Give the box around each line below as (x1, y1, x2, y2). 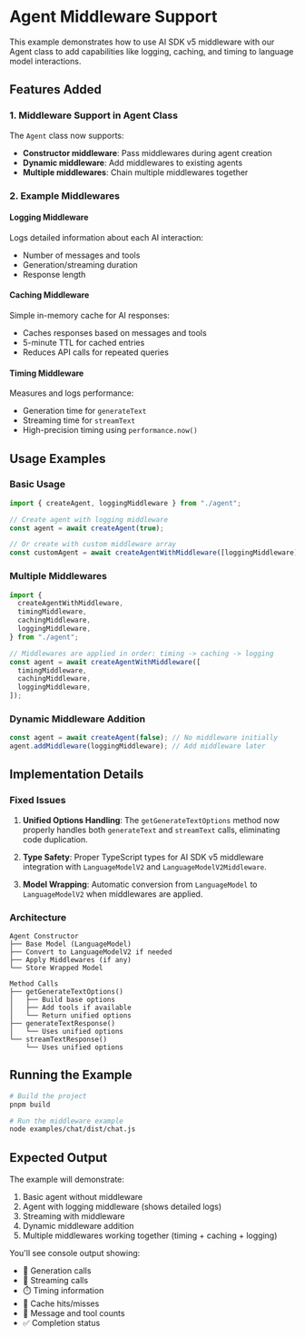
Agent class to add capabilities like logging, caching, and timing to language (9, 45, 294, 56)
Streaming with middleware (22, 1211, 125, 1222)
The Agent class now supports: (9, 130, 124, 141)
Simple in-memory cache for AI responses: (9, 310, 171, 320)
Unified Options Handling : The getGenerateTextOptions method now (22, 814, 280, 825)
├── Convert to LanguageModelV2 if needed (9, 948, 172, 957)
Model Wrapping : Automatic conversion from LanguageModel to (22, 879, 258, 890)
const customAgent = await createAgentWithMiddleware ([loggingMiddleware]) (9, 548, 302, 557)
